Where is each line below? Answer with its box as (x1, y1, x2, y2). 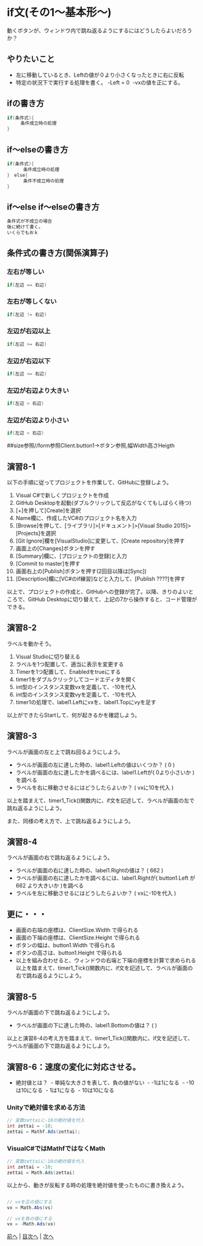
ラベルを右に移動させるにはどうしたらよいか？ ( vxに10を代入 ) (15, 784, 174, 791)
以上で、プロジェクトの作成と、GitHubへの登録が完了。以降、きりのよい (7, 588, 188, 595)
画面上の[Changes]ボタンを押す (15, 545, 96, 552)
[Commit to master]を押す (15, 560, 81, 567)
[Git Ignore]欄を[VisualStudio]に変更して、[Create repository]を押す (15, 537, 185, 544)
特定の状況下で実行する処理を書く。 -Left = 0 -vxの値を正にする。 (15, 78, 184, 86)
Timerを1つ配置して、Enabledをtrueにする (15, 668, 121, 675)
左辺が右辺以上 (7, 327, 51, 335)
